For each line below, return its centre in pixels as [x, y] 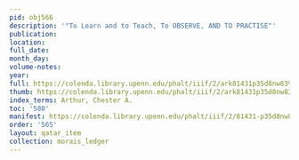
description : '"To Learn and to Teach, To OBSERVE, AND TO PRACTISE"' [143, 26]
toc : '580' [29, 108]
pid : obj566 [31, 17]
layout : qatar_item [45, 133]
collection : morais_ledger [59, 141]
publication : [33, 34]
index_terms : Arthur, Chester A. [71, 100]
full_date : [29, 51]
